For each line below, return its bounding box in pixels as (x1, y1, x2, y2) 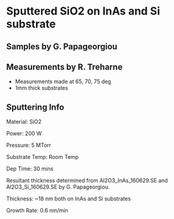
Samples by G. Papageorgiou (6, 41, 118, 52)
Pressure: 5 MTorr (6, 141, 51, 149)
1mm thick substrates (14, 84, 68, 92)
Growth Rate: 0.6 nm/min (6, 207, 68, 214)
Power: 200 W (6, 130, 42, 137)
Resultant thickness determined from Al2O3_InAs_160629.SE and (6, 177, 168, 184)
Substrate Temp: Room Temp (6, 153, 79, 161)
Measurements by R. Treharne (6, 62, 123, 72)
